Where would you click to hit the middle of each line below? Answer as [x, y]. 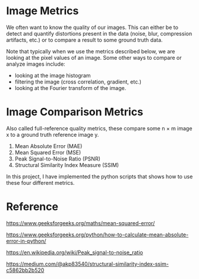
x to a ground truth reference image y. [53, 134]
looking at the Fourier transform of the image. [70, 88]
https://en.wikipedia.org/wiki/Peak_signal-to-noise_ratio [75, 252]
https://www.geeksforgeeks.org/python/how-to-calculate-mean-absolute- [97, 235]
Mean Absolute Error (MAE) [48, 146]
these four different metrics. [40, 182]
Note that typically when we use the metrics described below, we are [91, 51]
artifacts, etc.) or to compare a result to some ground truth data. [85, 40]
